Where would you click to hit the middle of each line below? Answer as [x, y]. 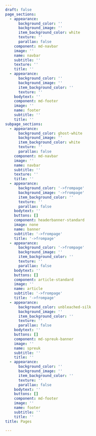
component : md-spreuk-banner [44, 339]
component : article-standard [44, 280]
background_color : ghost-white [50, 133]
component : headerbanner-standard [49, 220]
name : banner [27, 229]
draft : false [18, 10]
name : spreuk [27, 348]
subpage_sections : [24, 124]
